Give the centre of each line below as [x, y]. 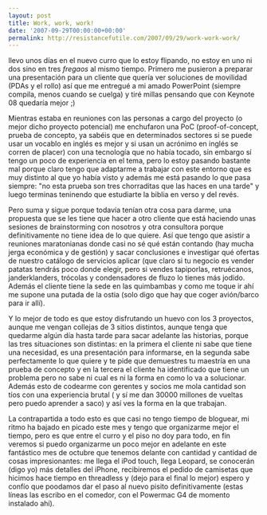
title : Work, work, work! [51, 23]
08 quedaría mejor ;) [42, 103]
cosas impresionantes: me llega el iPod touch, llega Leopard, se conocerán [132, 461]
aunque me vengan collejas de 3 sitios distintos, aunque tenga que [118, 327]
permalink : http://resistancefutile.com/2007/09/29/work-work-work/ [124, 38]
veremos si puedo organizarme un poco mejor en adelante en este [118, 444]
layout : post [30, 16]
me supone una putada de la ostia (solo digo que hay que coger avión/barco [133, 295]
